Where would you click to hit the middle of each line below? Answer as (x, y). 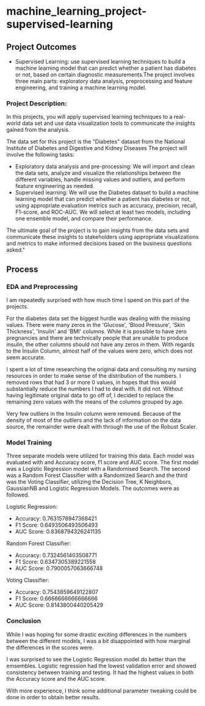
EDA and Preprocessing (42, 287)
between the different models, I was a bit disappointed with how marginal (99, 640)
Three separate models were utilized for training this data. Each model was (100, 456)
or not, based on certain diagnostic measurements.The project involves (105, 74)
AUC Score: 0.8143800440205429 (59, 605)
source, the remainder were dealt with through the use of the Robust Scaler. (102, 426)
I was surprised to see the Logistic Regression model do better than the (96, 659)
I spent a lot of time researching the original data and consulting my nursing (101, 369)
